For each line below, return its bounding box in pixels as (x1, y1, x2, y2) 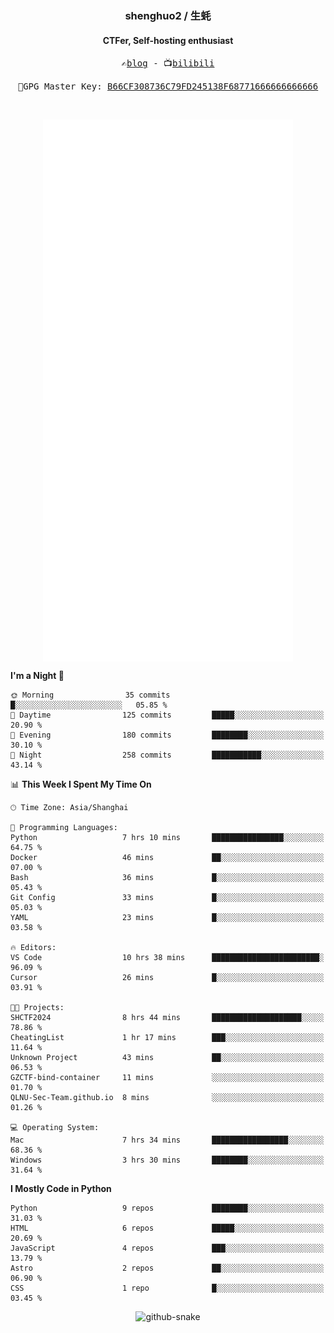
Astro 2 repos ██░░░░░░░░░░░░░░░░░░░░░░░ (10, 1263, 325, 1273)
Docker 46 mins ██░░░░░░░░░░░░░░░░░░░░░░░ (10, 852, 325, 862)
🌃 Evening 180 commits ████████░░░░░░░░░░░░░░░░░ (10, 730, 325, 740)
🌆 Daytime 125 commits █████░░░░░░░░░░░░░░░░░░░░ (10, 710, 325, 720)
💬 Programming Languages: (10, 822, 118, 832)
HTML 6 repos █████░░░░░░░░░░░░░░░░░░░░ (10, 1223, 325, 1233)
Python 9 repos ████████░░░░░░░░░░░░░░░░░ (10, 1203, 325, 1213)
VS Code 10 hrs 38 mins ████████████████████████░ (10, 952, 325, 962)
